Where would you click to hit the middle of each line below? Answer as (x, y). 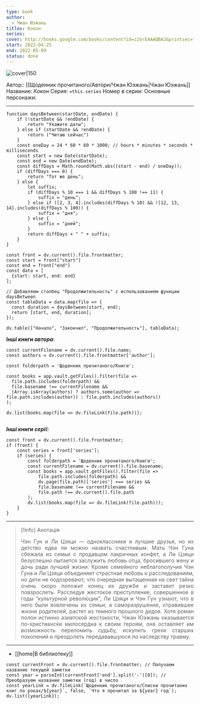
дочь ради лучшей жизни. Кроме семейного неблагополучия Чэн (107, 567)
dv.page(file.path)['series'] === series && (94, 482)
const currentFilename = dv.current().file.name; (69, 350)
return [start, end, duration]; (52, 312)
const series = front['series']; (58, 450)
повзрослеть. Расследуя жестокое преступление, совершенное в (107, 592)
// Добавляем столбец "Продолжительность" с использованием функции (93, 291)
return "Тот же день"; (56, 177)
